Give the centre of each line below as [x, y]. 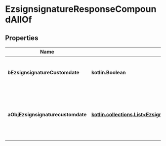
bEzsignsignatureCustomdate [43, 73]
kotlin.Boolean [108, 73]
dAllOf [19, 20]
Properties [22, 38]
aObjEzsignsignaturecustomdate [47, 115]
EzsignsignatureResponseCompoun [81, 9]
